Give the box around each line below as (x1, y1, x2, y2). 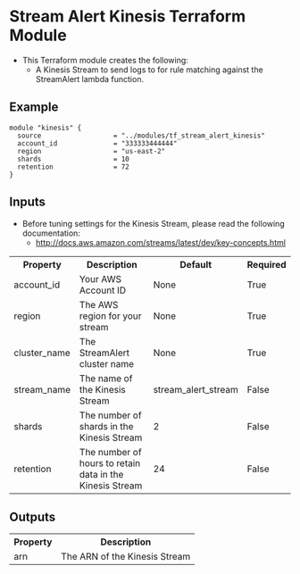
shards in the (79, 420, 134, 432)
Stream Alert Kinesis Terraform (9, 6, 246, 27)
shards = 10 (17, 154, 129, 163)
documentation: (21, 228, 80, 238)
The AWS (79, 298, 119, 311)
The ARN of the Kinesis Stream (61, 551, 191, 563)
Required (246, 258, 287, 270)
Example (9, 100, 59, 115)
